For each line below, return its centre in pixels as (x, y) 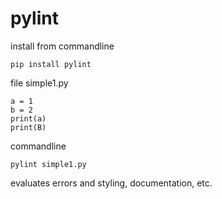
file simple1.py (39, 83)
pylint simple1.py (48, 164)
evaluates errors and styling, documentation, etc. (111, 183)
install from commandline (62, 46)
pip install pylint (51, 64)
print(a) (28, 118)
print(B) (28, 127)
